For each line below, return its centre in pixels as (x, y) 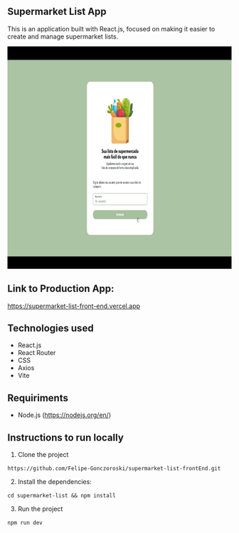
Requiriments (38, 398)
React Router (37, 353)
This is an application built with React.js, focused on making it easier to (111, 28)
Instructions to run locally (66, 437)
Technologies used (51, 328)
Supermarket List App (57, 12)
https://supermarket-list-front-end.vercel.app (74, 306)
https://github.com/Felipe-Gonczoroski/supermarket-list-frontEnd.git (114, 469)
